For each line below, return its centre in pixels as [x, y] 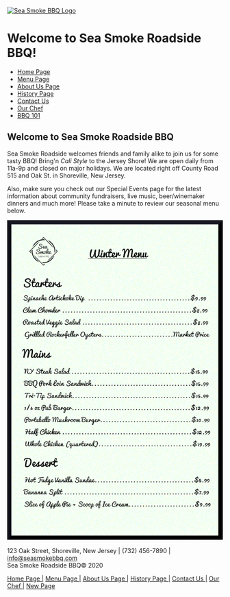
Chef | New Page [31, 586]
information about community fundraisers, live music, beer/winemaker [106, 196]
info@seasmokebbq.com [42, 558]
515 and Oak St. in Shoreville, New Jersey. [66, 175]
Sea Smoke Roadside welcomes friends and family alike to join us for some [113, 154]
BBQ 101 [28, 115]
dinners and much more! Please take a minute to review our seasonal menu [113, 203]
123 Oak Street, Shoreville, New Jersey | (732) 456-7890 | [89, 551]
